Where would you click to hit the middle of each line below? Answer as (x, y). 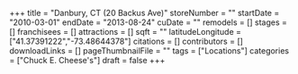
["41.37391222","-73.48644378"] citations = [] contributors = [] (126, 41)
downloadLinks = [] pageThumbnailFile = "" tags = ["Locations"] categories (149, 51)
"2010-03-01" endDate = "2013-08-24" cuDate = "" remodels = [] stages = (149, 22)
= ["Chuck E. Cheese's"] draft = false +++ (87, 60)
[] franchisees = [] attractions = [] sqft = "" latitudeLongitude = (125, 32)
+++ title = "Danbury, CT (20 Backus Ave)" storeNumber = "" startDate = (144, 13)
